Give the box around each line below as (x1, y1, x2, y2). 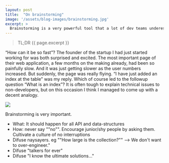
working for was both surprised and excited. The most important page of (5, 55, 156, 61)
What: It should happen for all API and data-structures (12, 121, 125, 127)
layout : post (5, 7, 33, 13)
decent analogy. (5, 92, 39, 98)
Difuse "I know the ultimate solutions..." (12, 153, 95, 159)
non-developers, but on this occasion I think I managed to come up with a (5, 87, 158, 93)
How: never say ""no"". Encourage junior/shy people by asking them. (12, 126, 155, 132)
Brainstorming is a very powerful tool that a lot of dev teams (10, 26, 147, 31)
